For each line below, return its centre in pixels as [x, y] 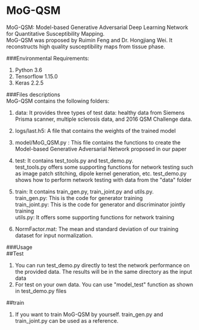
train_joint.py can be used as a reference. [67, 320]
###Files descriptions [33, 94]
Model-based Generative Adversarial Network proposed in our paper [101, 149]
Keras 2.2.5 [29, 83]
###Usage [20, 247]
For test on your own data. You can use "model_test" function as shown [104, 284]
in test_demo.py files [41, 291]
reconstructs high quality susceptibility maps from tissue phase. [86, 47]
